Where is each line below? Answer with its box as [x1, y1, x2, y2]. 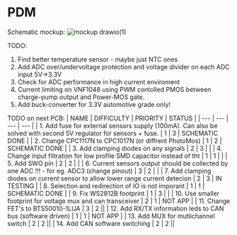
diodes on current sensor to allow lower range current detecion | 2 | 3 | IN [7, 174, 222, 183]
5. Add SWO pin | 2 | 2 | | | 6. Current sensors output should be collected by [7, 159, 229, 167]
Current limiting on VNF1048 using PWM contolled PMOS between [17, 85, 212, 93]
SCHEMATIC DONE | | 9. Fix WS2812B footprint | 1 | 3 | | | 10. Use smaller [7, 189, 220, 197]
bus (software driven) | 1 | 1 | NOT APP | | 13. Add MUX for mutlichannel [7, 212, 215, 220]
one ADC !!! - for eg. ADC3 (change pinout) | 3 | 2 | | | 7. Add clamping [7, 166, 212, 175]
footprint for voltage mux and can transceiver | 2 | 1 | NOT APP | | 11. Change [7, 196, 231, 205]
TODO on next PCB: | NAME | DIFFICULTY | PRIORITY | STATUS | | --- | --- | [7, 114, 229, 122]
